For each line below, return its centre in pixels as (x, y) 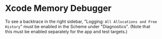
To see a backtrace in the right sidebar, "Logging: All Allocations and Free (81, 21)
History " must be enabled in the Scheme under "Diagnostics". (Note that (78, 26)
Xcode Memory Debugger (58, 8)
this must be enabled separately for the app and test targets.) (66, 31)
